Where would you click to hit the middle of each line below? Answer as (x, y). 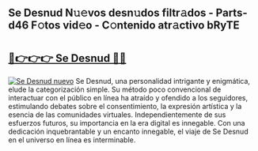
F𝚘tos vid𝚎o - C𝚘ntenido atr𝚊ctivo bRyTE (135, 26)
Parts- (231, 13)
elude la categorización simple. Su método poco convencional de (115, 89)
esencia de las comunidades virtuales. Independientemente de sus (117, 115)
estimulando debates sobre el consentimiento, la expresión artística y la (125, 106)
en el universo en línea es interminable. (72, 140)
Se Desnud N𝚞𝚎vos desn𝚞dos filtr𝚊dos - (111, 13)
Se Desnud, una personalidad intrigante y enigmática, (163, 81)
